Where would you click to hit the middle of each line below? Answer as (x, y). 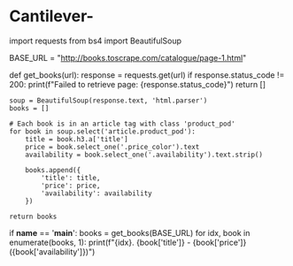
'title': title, (71, 178)
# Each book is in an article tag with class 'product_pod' (123, 124)
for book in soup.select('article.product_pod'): (103, 131)
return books (33, 217)
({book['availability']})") (52, 251)
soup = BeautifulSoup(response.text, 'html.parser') (108, 100)
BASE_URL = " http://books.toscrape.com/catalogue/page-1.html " (128, 57)
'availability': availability (96, 193)
